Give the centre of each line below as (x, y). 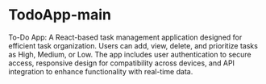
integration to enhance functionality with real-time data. (101, 71)
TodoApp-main (60, 15)
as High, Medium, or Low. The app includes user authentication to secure (130, 54)
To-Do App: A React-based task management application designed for (125, 37)
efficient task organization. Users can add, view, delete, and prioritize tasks (133, 45)
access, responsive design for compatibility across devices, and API (122, 63)
